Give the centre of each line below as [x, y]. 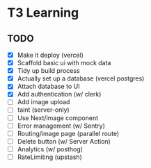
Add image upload [43, 102]
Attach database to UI [48, 86]
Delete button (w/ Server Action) [64, 141]
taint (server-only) [43, 110]
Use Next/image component [58, 118]
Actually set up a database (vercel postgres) [81, 78]
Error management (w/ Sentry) [61, 126]
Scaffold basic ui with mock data [64, 63]
